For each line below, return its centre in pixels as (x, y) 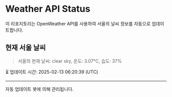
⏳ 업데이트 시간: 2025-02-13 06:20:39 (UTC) (52, 71)
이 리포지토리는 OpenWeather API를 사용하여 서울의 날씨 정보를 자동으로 (78, 23)
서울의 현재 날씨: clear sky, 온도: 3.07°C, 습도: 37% (70, 61)
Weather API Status (48, 9)
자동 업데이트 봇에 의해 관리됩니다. (39, 89)
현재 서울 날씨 (26, 48)
